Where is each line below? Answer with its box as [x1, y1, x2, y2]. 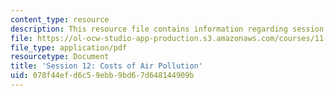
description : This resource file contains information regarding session [10, 24, 325, 34]
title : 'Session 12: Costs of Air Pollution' [10, 61, 203, 71]
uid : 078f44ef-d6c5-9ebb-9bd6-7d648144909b [10, 71, 195, 81]
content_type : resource [10, 14, 110, 25]
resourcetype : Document [10, 52, 110, 62]
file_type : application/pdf [10, 42, 128, 53]
